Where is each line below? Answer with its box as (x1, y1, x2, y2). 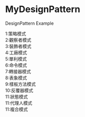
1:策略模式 (5, 30, 26, 36)
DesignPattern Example (5, 20, 54, 26)
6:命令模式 (5, 62, 27, 68)
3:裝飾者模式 (5, 43, 32, 49)
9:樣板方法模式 (5, 81, 36, 87)
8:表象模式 (5, 75, 27, 81)
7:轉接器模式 (5, 68, 31, 74)
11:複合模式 (5, 106, 28, 112)
